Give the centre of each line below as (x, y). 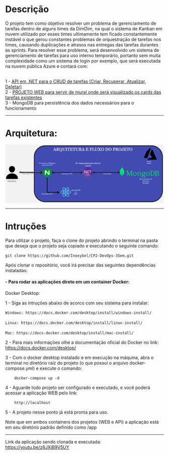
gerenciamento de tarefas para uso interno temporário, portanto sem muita (83, 55)
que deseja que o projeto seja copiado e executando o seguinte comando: (82, 245)
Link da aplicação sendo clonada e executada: (53, 442)
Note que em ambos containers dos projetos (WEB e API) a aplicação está (82, 422)
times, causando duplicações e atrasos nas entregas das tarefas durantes (82, 44)
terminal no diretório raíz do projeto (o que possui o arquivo (67, 363)
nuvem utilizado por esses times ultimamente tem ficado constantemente (81, 34)
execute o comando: (61, 368)
